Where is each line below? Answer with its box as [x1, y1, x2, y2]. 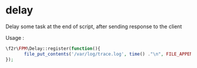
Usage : [5, 34, 25, 41]
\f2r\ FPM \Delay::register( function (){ [5, 45, 101, 52]
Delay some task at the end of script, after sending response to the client [5, 23, 182, 30]
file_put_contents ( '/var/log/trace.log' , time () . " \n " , [24, 51, 164, 57]
